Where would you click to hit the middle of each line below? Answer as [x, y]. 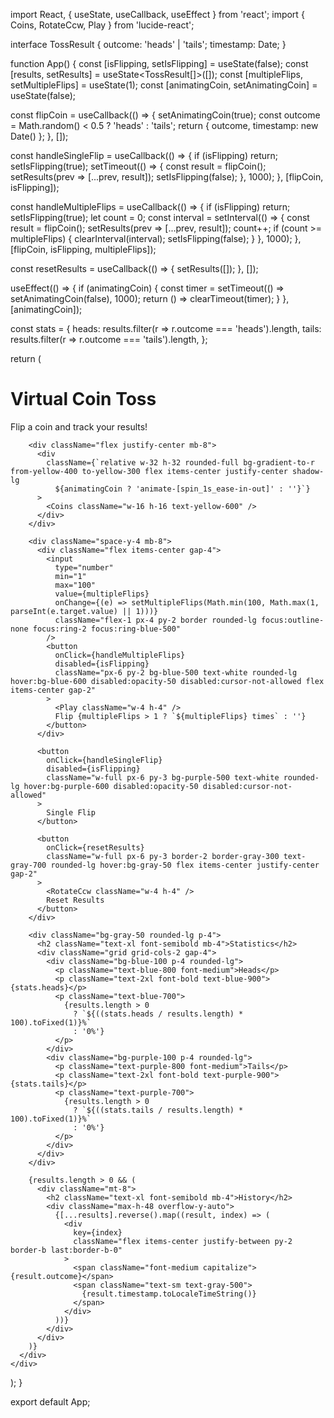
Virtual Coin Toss [83, 399]
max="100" [75, 585]
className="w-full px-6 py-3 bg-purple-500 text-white [163, 777]
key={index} [98, 1232]
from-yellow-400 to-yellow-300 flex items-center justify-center [149, 471]
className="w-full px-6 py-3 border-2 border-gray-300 [163, 856]
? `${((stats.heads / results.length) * [158, 1014]
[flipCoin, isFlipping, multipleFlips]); [83, 249]
